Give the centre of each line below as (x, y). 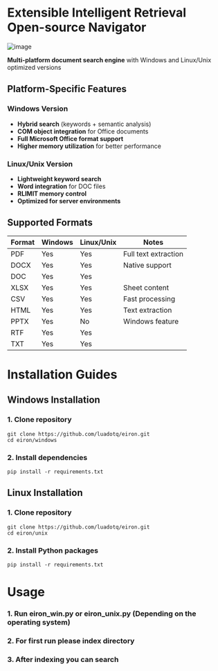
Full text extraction (153, 254)
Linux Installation (45, 493)
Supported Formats (50, 223)
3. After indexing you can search (63, 659)
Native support (147, 265)
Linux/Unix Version (40, 164)
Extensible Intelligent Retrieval (97, 13)
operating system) (39, 622)
